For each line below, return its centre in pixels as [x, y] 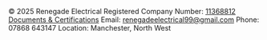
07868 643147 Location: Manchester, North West [90, 28]
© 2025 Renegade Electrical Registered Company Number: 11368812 [122, 11]
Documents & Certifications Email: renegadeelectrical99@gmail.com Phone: [134, 20]
